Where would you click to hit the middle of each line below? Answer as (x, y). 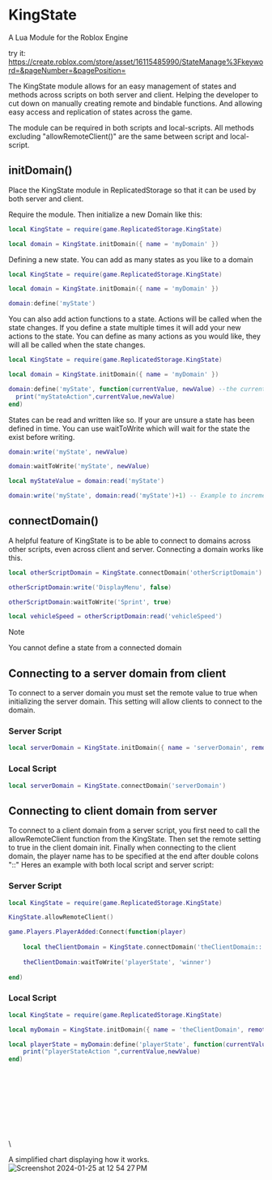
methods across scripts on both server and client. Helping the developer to (134, 94)
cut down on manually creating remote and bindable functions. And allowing (136, 103)
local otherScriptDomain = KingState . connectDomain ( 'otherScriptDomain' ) (136, 573)
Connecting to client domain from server (113, 810)
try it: (17, 53)
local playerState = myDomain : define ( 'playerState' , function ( (117, 1044)
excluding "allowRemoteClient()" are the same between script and (119, 136)
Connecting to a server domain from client (117, 673)
